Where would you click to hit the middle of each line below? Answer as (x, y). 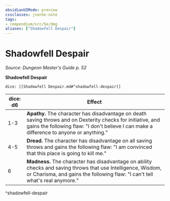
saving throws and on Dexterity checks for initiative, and (93, 120)
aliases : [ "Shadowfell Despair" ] (40, 29)
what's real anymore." (53, 181)
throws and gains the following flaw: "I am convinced (89, 147)
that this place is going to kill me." (67, 154)
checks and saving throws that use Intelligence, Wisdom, (94, 168)
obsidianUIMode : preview (31, 10)
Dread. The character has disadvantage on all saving (89, 141)
